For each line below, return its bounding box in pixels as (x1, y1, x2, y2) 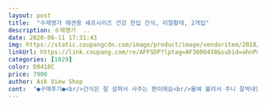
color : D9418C (8, 63, 55, 71)
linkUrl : (8, 48, 37, 56)
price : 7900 (8, 70, 47, 78)
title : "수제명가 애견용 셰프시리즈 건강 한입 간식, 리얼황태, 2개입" (8, 19, 210, 27)
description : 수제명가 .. (8, 26, 91, 34)
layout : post (8, 11, 51, 20)
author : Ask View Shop (8, 77, 83, 85)
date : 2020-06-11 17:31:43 (8, 33, 97, 42)
